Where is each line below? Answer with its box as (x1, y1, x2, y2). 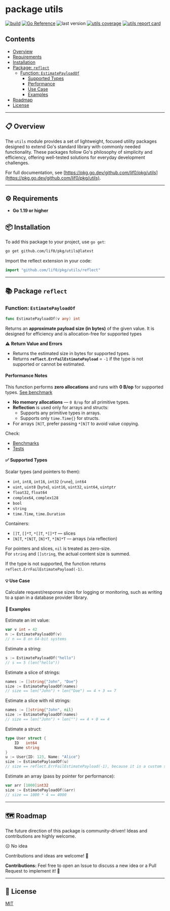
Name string (14, 745, 39, 750)
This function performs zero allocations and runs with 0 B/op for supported (5, 383, 163, 390)
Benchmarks (12, 440, 39, 446)
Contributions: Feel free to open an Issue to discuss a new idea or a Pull (5, 862, 157, 869)
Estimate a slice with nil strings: (5, 698, 71, 704)
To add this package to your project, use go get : (5, 239, 106, 245)
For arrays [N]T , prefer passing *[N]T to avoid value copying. (12, 420, 139, 426)
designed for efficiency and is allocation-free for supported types (5, 330, 142, 337)
